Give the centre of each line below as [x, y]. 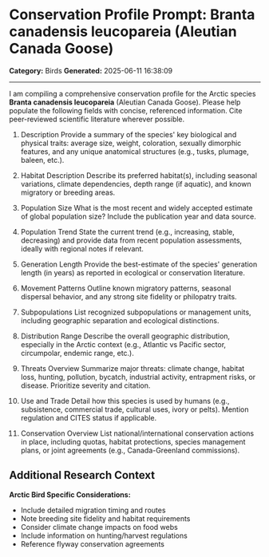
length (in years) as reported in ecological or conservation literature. [133, 272]
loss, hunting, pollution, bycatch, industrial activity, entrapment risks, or [138, 377]
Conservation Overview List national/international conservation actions [137, 433]
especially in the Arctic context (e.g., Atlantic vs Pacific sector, [123, 344]
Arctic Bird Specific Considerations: [70, 494]
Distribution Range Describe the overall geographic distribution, [125, 336]
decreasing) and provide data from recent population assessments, [131, 240]
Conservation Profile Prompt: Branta [132, 15]
